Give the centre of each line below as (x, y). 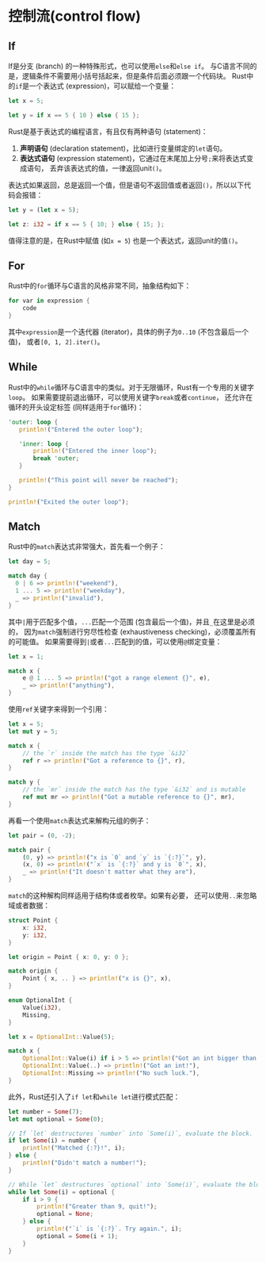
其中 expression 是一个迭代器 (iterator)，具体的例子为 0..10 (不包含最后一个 (129, 332)
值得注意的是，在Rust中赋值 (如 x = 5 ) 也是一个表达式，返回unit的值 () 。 (125, 240)
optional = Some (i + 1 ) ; (78, 1236)
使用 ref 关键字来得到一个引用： (59, 709)
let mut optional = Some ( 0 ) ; (56, 1119)
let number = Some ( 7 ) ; (46, 1111)
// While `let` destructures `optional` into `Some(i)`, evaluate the (127, 1184)
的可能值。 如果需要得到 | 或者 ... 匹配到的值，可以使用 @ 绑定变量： (115, 641)
